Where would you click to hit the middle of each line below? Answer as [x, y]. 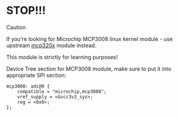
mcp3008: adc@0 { [28, 86]
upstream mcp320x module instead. [51, 45]
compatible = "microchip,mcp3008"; [62, 91]
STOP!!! [26, 11]
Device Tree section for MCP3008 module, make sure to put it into [89, 69]
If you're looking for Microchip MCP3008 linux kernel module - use [90, 39]
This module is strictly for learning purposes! [62, 57]
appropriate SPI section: [36, 75]
